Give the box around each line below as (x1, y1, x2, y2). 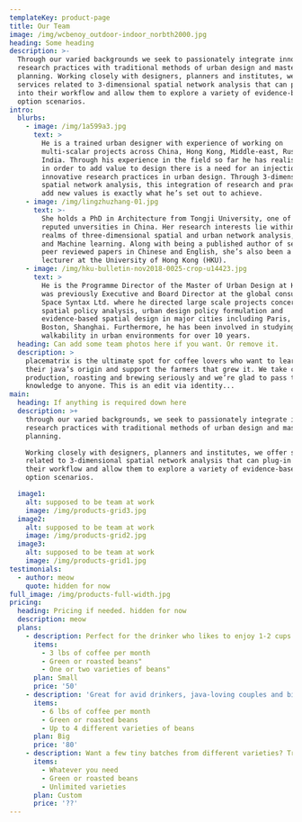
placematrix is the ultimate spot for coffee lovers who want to (25, 357, 276, 366)
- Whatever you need (41, 765, 119, 774)
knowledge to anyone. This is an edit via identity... (25, 382, 235, 391)
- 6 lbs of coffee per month (41, 707, 151, 716)
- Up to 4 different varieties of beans (41, 724, 195, 733)
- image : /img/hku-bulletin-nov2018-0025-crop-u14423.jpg (25, 265, 247, 274)
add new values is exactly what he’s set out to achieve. (41, 189, 263, 198)
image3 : (17, 539, 47, 549)
